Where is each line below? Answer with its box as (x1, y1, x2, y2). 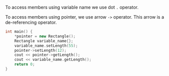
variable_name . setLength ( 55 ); (14, 43, 78, 48)
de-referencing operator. (5, 20, 57, 25)
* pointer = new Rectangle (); (14, 34, 76, 39)
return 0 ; (14, 62, 35, 67)
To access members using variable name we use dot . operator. (5, 5, 139, 10)
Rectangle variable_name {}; (14, 38, 73, 43)
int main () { (5, 29, 33, 34)
